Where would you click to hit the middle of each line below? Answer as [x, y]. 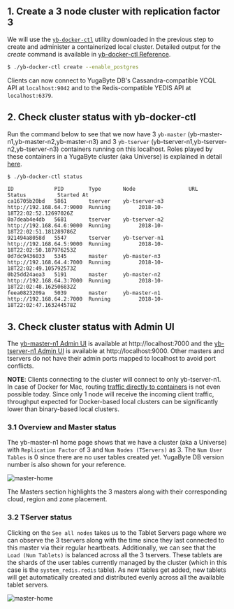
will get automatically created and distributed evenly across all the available [116, 577]
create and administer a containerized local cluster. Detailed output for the [114, 46]
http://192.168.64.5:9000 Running [59, 244]
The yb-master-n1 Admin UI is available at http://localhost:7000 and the [110, 344]
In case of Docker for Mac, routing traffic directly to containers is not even [114, 387]
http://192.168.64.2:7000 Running [59, 299]
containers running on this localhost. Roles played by [137, 149]
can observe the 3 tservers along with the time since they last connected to [116, 540]
